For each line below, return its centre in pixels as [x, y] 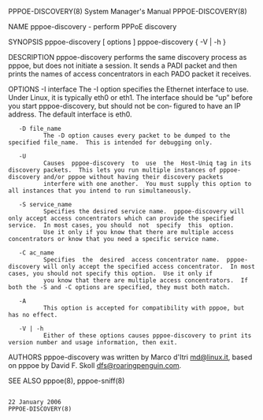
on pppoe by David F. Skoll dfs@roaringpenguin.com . [95, 365]
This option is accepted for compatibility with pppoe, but [144, 308]
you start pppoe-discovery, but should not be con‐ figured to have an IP [125, 106]
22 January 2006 [35, 402]
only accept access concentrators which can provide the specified [121, 218]
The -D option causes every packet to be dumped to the [137, 136]
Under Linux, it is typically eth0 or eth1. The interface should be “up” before [131, 97]
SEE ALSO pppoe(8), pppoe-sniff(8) [67, 381]
